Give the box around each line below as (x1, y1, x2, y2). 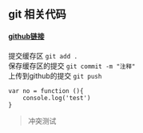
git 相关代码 (8, 7, 66, 22)
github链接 (8, 31, 46, 41)
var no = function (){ (8, 87, 84, 95)
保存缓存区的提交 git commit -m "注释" (8, 61, 136, 71)
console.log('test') (22, 94, 91, 102)
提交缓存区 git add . (8, 50, 78, 60)
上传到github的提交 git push (8, 71, 102, 80)
